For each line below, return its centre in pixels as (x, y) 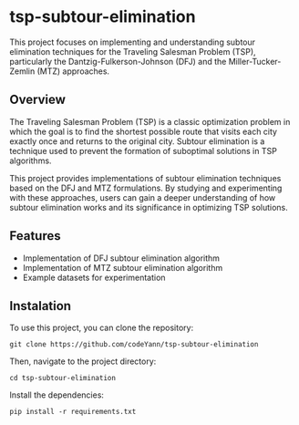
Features (35, 236)
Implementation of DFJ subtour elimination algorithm (121, 258)
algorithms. (31, 161)
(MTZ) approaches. (73, 71)
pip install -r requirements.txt (73, 412)
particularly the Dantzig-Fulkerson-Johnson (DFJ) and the (118, 61)
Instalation (40, 306)
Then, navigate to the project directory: (83, 361)
